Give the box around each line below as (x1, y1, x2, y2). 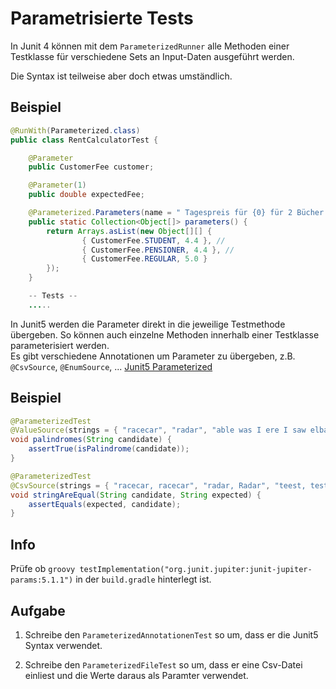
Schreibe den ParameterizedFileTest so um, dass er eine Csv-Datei (24, 658, 303, 671)
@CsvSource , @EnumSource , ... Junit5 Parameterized (10, 360, 213, 372)
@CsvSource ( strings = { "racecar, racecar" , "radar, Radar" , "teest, (10, 480, 307, 491)
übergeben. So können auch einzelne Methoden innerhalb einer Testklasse (10, 328, 320, 341)
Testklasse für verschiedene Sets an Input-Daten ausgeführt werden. (10, 50, 295, 62)
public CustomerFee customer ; (28, 162, 155, 172)
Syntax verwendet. (24, 639, 103, 651)
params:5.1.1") (10, 575, 74, 586)
